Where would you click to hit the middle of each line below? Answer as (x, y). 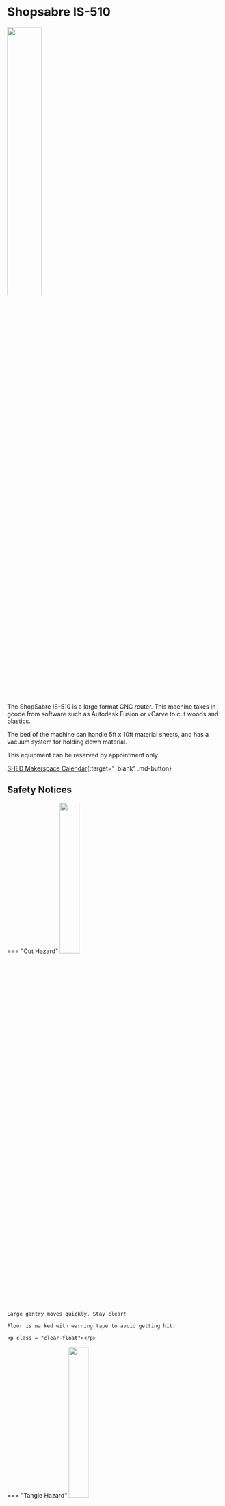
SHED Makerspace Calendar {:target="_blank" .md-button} (90, 768)
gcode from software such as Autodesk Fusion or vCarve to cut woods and (113, 714)
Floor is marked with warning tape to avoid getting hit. (91, 1326)
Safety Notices (40, 790)
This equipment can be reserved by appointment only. (83, 755)
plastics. (19, 721)
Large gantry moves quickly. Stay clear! (67, 1314)
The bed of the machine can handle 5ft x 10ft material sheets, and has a (108, 734)
